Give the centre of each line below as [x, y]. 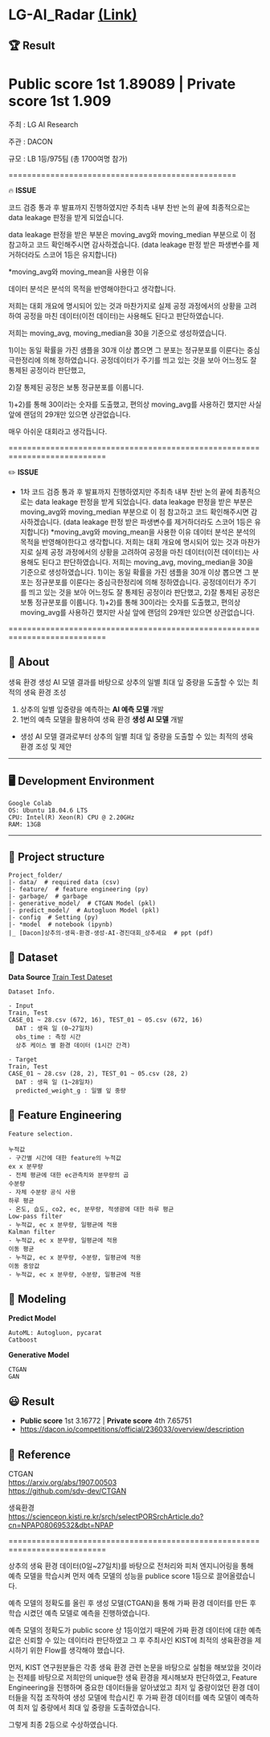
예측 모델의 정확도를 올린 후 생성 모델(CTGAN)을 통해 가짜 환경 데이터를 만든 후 [133, 1603]
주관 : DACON [31, 141]
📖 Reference [39, 1454]
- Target [23, 1059]
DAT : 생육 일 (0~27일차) [55, 1028]
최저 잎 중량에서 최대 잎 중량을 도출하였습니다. [88, 1708]
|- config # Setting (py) [53, 917]
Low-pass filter [35, 1216]
